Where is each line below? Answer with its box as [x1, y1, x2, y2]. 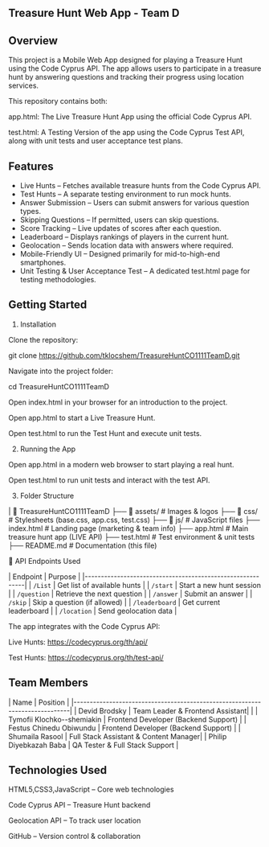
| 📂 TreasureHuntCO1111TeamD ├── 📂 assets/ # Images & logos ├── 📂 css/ [8, 506, 259, 516]
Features [8, 159, 54, 173]
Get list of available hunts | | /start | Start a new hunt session [57, 580, 261, 590]
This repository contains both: [8, 97, 108, 106]
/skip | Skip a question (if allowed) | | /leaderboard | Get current [8, 597, 221, 606]
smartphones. [19, 257, 67, 268]
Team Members [8, 676, 88, 690]
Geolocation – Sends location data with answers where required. [19, 241, 234, 250]
